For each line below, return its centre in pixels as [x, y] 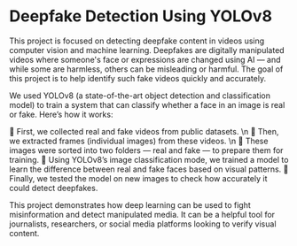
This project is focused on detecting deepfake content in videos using [137, 41]
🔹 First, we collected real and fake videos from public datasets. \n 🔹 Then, [144, 131]
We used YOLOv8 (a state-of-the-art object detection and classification [140, 96]
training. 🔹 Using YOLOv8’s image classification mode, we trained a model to [149, 159]
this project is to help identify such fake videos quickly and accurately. [138, 78]
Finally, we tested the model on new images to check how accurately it [138, 178]
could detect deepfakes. [54, 188]
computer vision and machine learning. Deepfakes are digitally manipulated [147, 50]
